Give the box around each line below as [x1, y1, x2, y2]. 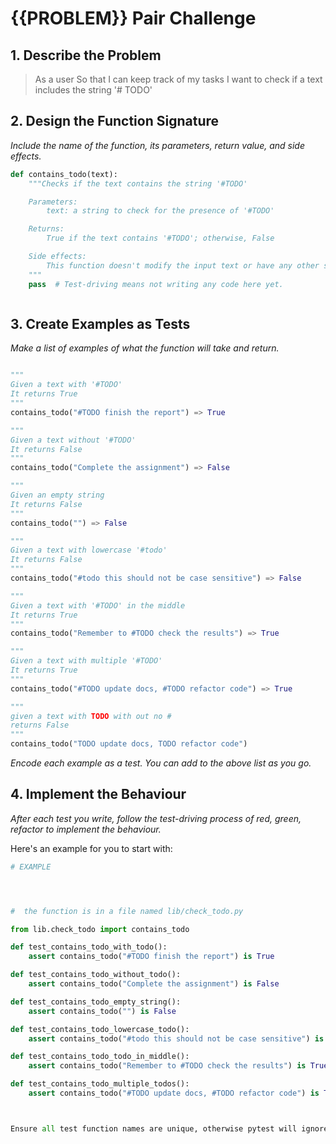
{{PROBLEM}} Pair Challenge [10, 7, 257, 30]
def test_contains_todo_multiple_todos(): [10, 1079, 190, 1089]
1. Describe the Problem [10, 47, 162, 64]
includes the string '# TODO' [34, 84, 153, 96]
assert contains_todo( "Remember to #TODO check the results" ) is [28, 1061, 307, 1071]
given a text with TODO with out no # [10, 711, 172, 721]
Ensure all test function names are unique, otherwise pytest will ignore [10, 1123, 329, 1134]
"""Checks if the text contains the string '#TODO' [28, 178, 248, 189]
